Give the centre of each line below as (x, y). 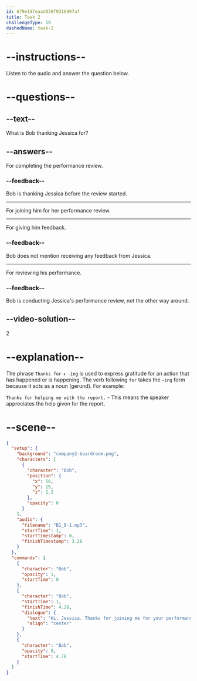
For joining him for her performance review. (58, 211)
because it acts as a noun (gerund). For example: (65, 386)
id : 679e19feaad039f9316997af (43, 11)
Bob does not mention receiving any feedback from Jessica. (79, 255)
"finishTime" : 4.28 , (47, 607)
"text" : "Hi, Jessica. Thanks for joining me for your (96, 618)
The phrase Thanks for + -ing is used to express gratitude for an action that (98, 373)
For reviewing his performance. (44, 273)
